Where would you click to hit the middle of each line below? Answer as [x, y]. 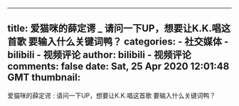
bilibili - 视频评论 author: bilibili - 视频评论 [100, 55]
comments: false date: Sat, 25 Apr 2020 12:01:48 [118, 67]
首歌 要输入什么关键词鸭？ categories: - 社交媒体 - [118, 42]
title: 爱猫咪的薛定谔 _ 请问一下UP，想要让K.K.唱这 [119, 29]
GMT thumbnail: [44, 77]
